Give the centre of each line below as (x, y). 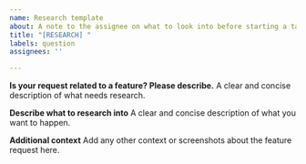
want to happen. (40, 123)
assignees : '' (36, 52)
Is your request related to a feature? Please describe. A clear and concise (150, 86)
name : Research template (56, 18)
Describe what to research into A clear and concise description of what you (153, 113)
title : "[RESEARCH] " (51, 35)
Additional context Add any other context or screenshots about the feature (151, 140)
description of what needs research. (77, 96)
